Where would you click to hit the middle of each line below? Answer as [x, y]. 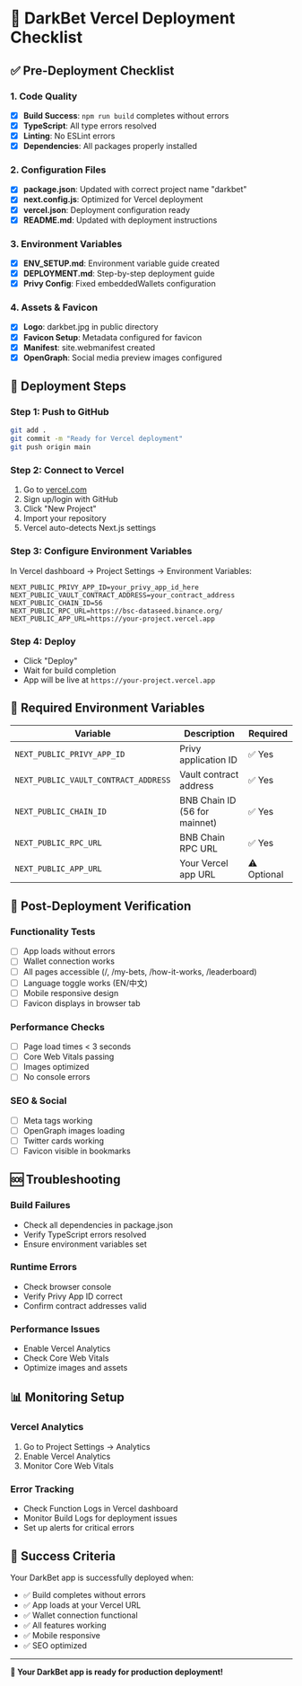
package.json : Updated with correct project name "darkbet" [135, 190]
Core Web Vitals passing [69, 1057]
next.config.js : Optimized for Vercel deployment [113, 199]
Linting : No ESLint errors [69, 136]
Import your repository [65, 518]
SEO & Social [39, 1101]
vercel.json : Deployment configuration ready [107, 209]
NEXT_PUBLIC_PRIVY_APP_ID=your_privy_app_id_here [105, 587]
